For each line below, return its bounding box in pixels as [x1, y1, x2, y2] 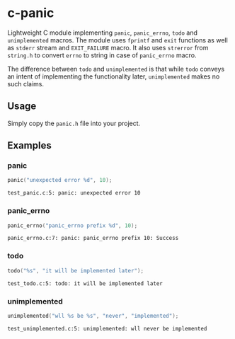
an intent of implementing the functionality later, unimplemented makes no [7, 72, 220, 81]
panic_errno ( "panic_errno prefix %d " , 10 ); [7, 222, 138, 229]
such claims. [7, 79, 45, 88]
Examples [7, 139, 52, 151]
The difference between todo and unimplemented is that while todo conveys [7, 64, 225, 73]
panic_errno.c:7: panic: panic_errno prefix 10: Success [7, 235, 179, 242]
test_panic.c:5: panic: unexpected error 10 [7, 190, 141, 197]
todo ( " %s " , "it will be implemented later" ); [7, 267, 144, 274]
